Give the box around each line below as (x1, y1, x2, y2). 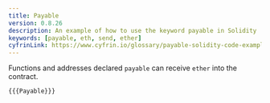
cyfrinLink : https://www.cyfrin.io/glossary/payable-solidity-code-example (8, 42, 268, 50)
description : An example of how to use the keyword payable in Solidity (8, 26, 257, 34)
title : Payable (8, 11, 59, 20)
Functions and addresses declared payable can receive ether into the (8, 63, 238, 73)
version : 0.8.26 (8, 19, 63, 27)
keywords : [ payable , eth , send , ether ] (8, 34, 142, 42)
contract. (8, 72, 39, 81)
